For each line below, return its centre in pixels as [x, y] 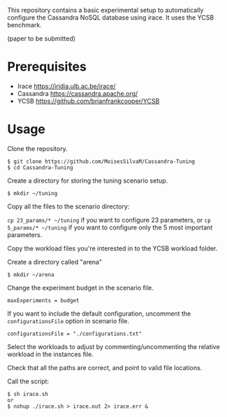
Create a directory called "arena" [55, 262]
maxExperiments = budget [43, 300]
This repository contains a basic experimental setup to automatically [105, 10]
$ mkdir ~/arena [31, 275]
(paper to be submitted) [41, 38]
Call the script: [28, 381]
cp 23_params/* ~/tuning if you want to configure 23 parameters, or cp [109, 220]
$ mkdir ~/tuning [32, 193]
